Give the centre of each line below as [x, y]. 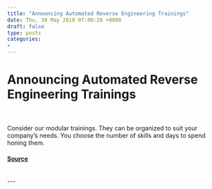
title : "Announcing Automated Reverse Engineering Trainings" [98, 13]
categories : [24, 39]
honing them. [26, 143]
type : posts [24, 33]
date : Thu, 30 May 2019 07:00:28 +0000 [64, 20]
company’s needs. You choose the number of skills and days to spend [106, 135]
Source [18, 159]
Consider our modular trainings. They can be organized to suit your [102, 128]
